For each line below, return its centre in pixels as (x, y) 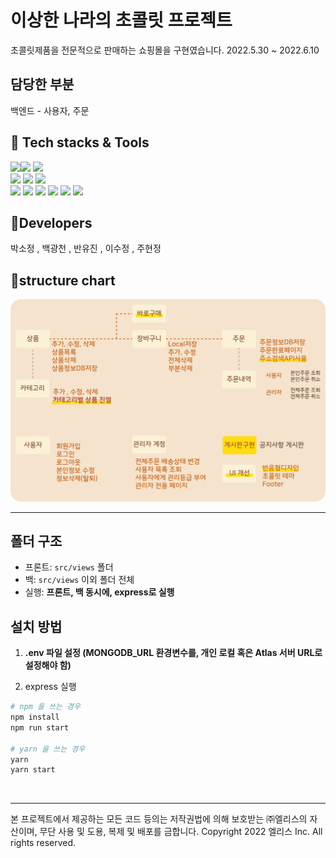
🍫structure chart (63, 280)
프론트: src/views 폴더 (69, 567)
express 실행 (50, 687)
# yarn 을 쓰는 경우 (48, 749)
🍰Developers (51, 222)
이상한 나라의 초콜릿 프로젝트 (121, 20)
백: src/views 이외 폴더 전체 (79, 580)
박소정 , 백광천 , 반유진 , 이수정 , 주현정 (86, 248)
